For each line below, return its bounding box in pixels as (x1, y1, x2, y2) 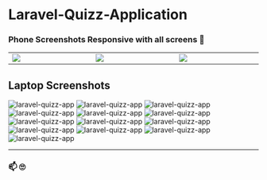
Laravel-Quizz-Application (8, 6, 188, 24)
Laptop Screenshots (8, 78, 111, 92)
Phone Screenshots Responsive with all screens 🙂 (8, 34, 205, 45)
